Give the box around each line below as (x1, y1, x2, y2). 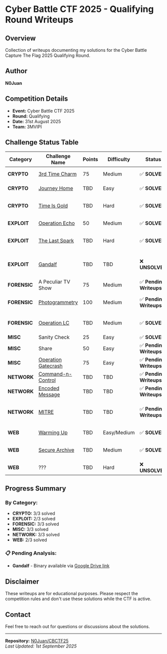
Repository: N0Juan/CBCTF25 (5, 638, 69, 644)
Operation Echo (38, 220, 75, 227)
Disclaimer (5, 577, 39, 586)
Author (5, 67, 27, 75)
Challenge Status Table (5, 138, 79, 147)
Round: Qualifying (12, 113, 50, 119)
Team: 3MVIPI (12, 124, 42, 130)
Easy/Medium (102, 429, 135, 436)
